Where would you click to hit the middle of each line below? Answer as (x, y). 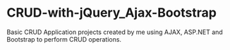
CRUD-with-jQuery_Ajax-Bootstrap (111, 13)
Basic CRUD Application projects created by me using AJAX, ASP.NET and (115, 32)
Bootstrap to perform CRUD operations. (64, 39)
